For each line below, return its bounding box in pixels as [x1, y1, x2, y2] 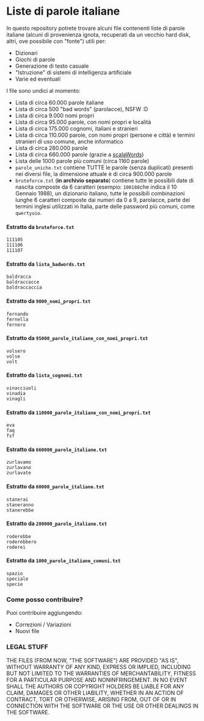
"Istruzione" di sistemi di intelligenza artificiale [15, 68, 132, 76]
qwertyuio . [15, 209, 42, 216]
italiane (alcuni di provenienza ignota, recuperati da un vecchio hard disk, [6, 31, 191, 38]
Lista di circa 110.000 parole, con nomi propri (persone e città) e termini [15, 131, 195, 139]
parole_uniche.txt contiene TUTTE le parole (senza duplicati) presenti [15, 164, 194, 171]
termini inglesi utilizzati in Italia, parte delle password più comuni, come [15, 203, 195, 210]
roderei [6, 544, 26, 550]
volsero [6, 348, 26, 354]
